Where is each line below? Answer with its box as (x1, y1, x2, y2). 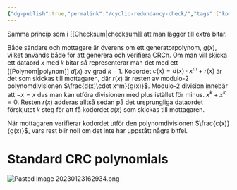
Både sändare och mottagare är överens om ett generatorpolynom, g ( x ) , (7, 43, 217, 51)
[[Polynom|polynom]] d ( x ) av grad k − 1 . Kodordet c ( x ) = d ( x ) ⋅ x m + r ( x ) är (7, 65, 222, 75)
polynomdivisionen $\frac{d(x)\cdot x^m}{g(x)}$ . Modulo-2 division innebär (7, 82, 228, 90)
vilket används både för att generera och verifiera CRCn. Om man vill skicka (7, 51, 228, 59)
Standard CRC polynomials (7, 151, 169, 167)
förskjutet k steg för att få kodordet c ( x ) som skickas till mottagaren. (7, 105, 205, 113)
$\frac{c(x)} (195, 119, 230, 127)
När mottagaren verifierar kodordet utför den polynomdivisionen (7, 119, 194, 127)
